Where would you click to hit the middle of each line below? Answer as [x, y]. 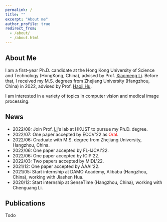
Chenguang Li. [28, 187]
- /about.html [24, 38]
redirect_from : [21, 29]
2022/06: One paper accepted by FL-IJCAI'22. [61, 150]
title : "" [16, 15]
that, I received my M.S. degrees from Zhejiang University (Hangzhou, [77, 81]
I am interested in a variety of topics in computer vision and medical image [82, 96]
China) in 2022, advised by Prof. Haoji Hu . [48, 86]
